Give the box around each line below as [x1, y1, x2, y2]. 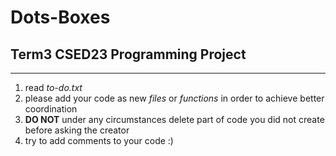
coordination [24, 103, 78, 115]
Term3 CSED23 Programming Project [10, 46, 247, 63]
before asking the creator [24, 124, 130, 136]
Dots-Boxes [10, 6, 111, 29]
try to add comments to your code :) [24, 135, 174, 146]
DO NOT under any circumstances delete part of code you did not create [24, 114, 325, 125]
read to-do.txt [24, 82, 83, 93]
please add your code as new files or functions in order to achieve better [24, 92, 325, 104]
